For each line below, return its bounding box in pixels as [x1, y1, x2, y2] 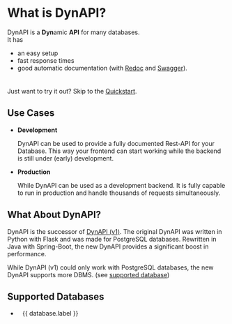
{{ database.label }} [22, 309, 79, 318]
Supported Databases [7, 290, 105, 302]
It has [7, 35, 24, 43]
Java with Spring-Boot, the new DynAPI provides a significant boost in [7, 242, 209, 251]
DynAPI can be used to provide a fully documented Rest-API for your [17, 139, 215, 147]
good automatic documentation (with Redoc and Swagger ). [17, 64, 188, 72]
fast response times [17, 56, 75, 64]
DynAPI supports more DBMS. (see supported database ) [7, 270, 170, 279]
